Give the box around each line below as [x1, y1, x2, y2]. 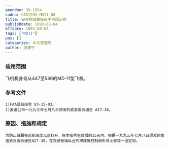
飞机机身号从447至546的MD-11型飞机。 [5, 75, 88, 81]
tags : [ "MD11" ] [5, 31, 38, 36]
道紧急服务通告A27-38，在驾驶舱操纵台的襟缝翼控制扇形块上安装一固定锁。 [5, 138, 140, 143]
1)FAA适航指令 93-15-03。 [5, 102, 56, 107]
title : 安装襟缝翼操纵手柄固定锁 [5, 17, 67, 22]
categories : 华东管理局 [5, 41, 52, 46]
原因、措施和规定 [5, 120, 47, 127]
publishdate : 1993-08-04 [5, 21, 58, 27]
